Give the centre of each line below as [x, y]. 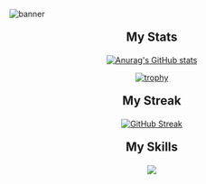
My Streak [152, 101]
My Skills [152, 147]
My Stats [152, 37]
